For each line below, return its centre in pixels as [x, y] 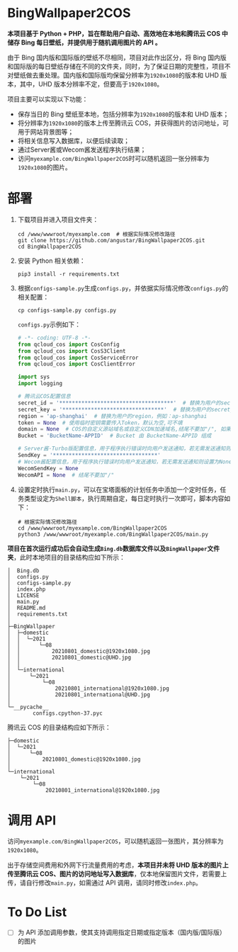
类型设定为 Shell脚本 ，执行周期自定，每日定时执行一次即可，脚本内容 [124, 498]
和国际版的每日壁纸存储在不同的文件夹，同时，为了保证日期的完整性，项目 [116, 66]
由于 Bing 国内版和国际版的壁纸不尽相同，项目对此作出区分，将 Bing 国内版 [117, 57]
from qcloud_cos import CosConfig [68, 344]
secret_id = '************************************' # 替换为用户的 [119, 403]
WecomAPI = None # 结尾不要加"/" [66, 475]
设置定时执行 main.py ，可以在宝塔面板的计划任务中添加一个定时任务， [119, 489]
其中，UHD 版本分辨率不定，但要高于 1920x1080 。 [91, 84]
